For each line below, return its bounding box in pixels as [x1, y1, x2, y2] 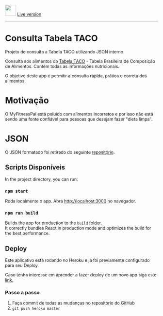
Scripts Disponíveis [5, 163, 65, 172]
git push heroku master [12, 306, 61, 311]
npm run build [5, 210, 38, 216]
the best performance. [5, 231, 50, 236]
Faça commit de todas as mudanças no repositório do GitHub [12, 300, 135, 306]
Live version [16, 11, 42, 17]
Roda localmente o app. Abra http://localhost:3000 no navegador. [5, 198, 136, 204]
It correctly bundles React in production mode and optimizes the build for [5, 225, 151, 231]
